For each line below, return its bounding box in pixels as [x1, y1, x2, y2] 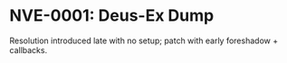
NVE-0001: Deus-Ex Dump [9, 5, 215, 26]
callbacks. [9, 44, 48, 55]
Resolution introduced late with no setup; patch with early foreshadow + [9, 35, 279, 46]
